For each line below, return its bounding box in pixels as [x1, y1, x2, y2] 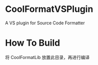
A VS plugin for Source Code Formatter [5, 20, 85, 26]
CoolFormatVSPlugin [5, 3, 94, 15]
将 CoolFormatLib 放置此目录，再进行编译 [5, 54, 90, 60]
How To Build [5, 37, 60, 49]
